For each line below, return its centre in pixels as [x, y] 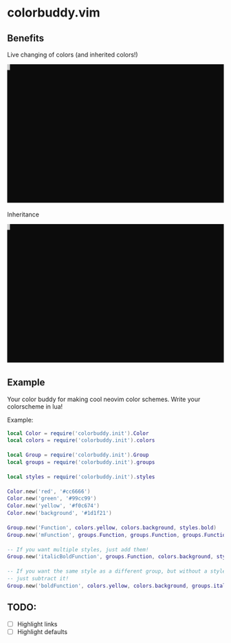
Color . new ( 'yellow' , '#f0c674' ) [53, 506]
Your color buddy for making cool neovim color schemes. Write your [104, 399]
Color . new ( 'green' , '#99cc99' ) [52, 499]
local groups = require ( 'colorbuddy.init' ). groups [81, 462]
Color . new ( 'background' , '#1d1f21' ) [59, 513]
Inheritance [23, 214]
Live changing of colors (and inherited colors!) [73, 54]
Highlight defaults [42, 631]
